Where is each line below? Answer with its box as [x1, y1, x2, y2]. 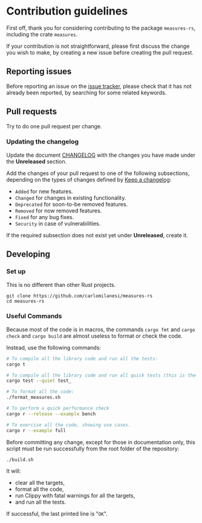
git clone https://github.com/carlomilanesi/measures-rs [6, 292, 153, 299]
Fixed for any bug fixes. [15, 213, 74, 220]
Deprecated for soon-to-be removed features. [15, 200, 128, 208]
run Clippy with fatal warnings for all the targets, [15, 492, 135, 499]
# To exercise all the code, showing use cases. [6, 422, 131, 428]
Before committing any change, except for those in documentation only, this [6, 438, 195, 446]
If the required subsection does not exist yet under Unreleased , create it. [6, 231, 189, 238]
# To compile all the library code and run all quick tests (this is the [6, 372, 197, 378]
